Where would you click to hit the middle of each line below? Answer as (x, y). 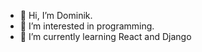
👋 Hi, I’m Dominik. (56, 15)
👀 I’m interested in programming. (87, 26)
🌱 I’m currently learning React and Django (105, 36)
